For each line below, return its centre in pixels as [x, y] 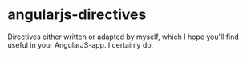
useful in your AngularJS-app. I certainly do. [81, 44]
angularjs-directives [77, 15]
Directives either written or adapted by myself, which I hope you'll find [123, 37]
